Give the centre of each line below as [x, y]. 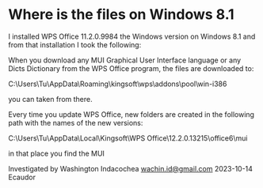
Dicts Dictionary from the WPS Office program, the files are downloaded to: [131, 68]
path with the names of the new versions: [76, 122]
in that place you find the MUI [57, 153]
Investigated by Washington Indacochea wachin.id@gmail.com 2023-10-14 [131, 168]
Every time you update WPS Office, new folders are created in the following [131, 114]
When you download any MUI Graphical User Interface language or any [125, 60]
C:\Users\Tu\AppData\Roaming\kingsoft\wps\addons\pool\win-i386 [118, 84]
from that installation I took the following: [75, 44]
